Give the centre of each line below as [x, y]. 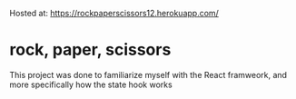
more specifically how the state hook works [91, 84]
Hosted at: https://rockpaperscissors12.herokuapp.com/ [114, 13]
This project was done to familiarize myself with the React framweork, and [148, 74]
